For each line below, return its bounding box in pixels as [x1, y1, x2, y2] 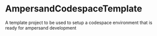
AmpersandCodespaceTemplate [5, 3, 143, 14]
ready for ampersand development [5, 24, 77, 30]
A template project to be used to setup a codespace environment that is [5, 19, 153, 25]
